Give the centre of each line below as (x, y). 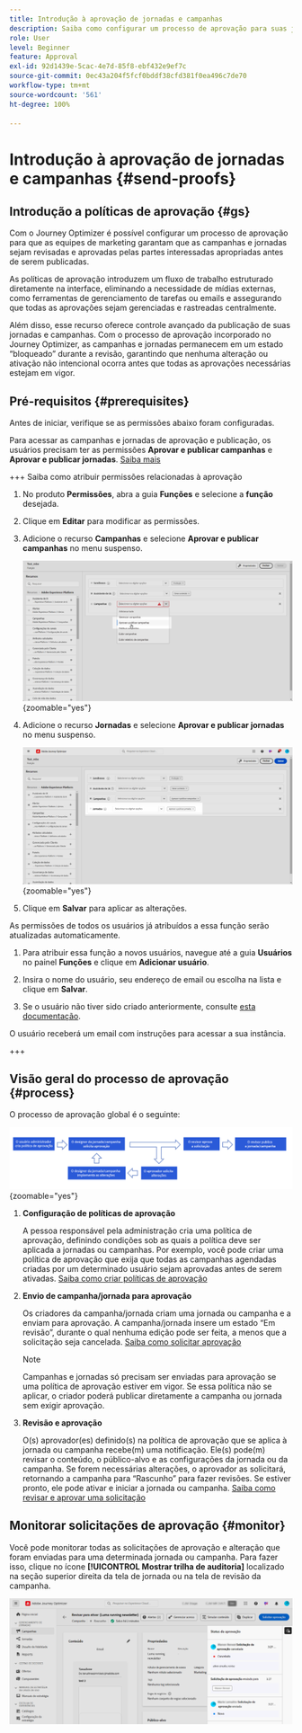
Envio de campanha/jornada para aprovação (107, 1296)
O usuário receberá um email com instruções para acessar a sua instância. (147, 1033)
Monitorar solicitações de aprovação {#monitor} (147, 1526)
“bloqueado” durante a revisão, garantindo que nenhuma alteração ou (139, 354)
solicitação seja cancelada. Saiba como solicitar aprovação (132, 1342)
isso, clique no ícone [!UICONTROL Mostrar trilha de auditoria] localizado (147, 1566)
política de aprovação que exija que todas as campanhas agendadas (149, 1259)
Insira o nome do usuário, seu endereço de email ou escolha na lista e (151, 979)
